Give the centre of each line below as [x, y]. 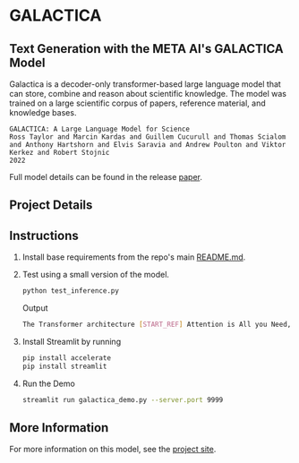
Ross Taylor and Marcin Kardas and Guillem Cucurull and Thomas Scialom [148, 137]
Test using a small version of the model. [96, 275]
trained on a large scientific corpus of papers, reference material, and [137, 103]
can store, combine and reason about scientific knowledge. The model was [148, 94]
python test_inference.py [70, 291]
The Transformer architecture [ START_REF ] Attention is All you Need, [157, 325]
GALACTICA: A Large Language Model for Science [100, 129]
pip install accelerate [67, 358]
